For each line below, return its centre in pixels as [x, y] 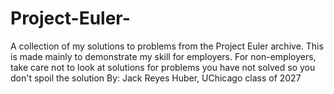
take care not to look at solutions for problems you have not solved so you [163, 67]
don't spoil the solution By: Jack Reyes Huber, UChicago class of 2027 [156, 78]
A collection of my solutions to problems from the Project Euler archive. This [167, 46]
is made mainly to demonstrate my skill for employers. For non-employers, [163, 56]
